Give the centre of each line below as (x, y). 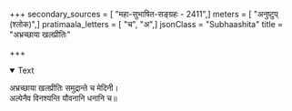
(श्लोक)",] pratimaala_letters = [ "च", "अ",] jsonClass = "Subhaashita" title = (146, 24)
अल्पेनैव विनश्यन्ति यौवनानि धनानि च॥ (64, 98)
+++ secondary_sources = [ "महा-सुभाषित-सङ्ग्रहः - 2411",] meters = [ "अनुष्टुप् (144, 14)
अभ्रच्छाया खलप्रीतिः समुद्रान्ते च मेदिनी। (64, 88)
